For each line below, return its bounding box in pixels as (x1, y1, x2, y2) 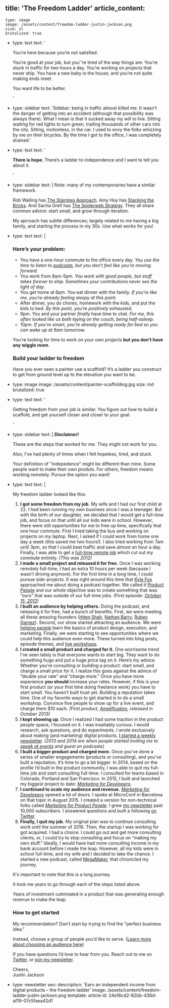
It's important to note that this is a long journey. (12, 871, 111, 878)
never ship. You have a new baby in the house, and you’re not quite (12, 70, 152, 76)
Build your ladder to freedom (12, 355, 85, 362)
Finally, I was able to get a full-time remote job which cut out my (20, 550, 153, 556)
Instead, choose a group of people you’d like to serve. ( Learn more (12, 936, 151, 942)
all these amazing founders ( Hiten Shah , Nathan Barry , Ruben (20, 614, 148, 620)
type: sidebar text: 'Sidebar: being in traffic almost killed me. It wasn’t (12, 105, 157, 111)
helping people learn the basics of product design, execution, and (20, 625, 157, 631)
